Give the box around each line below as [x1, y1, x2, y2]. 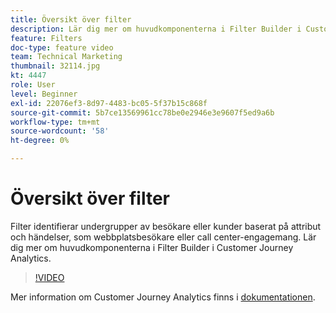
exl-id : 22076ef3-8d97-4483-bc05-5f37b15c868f [10, 98, 208, 108]
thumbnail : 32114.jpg [10, 61, 101, 71]
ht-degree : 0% [10, 136, 70, 146]
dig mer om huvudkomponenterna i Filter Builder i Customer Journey [10, 241, 294, 253]
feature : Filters [10, 33, 83, 43]
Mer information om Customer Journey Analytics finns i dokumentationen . [10, 291, 316, 303]
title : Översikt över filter [10, 14, 132, 25]
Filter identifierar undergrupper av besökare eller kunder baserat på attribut [10, 220, 322, 232]
